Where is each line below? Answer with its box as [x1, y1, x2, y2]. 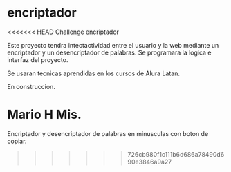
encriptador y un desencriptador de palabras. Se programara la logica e [7, 48, 212, 57]
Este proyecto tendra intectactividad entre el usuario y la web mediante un [7, 41, 219, 49]
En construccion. [7, 82, 55, 90]
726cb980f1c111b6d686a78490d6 [127, 150, 225, 158]
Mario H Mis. [7, 107, 82, 122]
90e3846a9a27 [127, 157, 172, 166]
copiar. [7, 137, 27, 145]
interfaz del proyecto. [7, 55, 68, 64]
